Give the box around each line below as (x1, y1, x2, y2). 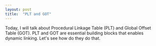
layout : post (5, 7, 32, 12)
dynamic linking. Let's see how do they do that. (5, 35, 101, 41)
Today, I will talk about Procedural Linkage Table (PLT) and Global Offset (5, 25, 151, 31)
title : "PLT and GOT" (5, 12, 52, 16)
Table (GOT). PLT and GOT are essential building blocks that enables (5, 30, 144, 36)
